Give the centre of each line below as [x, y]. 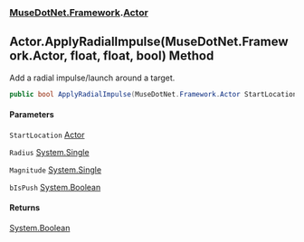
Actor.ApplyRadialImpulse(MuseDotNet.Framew [149, 42]
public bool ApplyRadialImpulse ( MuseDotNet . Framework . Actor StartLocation [153, 94]
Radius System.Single [49, 152]
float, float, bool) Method [142, 56]
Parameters [32, 115]
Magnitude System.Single [56, 170]
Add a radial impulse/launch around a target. [92, 78]
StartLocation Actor [47, 135]
